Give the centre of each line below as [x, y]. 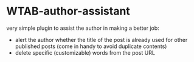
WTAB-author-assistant [68, 11]
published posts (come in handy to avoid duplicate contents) [91, 46]
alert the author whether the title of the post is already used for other [101, 40]
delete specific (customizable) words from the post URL [85, 52]
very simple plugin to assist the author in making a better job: [83, 28]
